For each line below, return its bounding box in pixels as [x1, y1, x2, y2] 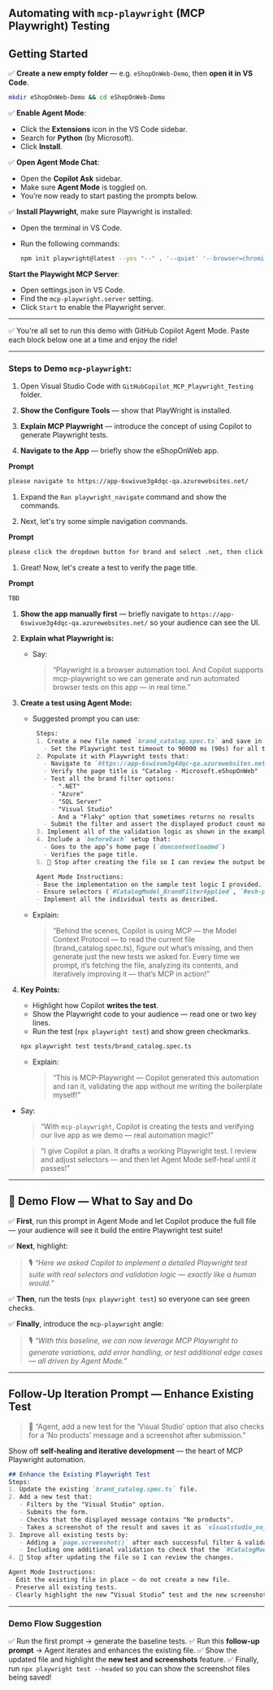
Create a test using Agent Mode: [19, 697, 132, 707]
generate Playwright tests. [19, 430, 109, 440]
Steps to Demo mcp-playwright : [8, 362, 132, 373]
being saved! [8, 1672, 52, 1682]
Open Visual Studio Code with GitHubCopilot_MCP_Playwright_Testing [19, 382, 254, 391]
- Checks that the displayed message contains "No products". [19, 1515, 234, 1524]
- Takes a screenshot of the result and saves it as [19, 1523, 201, 1531]
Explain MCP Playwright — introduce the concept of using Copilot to [19, 421, 252, 431]
